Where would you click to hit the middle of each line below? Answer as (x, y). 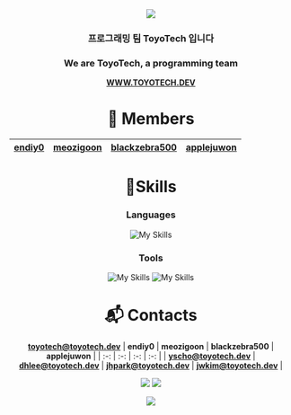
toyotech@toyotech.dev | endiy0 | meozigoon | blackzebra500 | (151, 346)
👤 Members (151, 119)
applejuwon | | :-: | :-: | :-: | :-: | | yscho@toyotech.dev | (151, 356)
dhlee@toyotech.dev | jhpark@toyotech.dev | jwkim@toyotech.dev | (151, 365)
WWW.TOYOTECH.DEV (151, 83)
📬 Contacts (151, 316)
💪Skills (151, 187)
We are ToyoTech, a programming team (151, 63)
